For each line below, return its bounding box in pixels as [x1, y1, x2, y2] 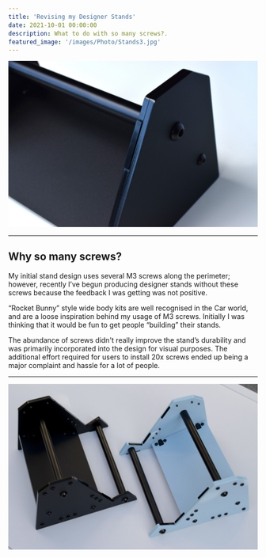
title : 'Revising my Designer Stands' [8, 13, 136, 21]
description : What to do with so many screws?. [8, 29, 169, 37]
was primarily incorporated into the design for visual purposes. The [8, 344, 228, 353]
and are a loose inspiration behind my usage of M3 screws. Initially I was [8, 311, 245, 321]
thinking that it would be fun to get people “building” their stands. [8, 320, 222, 329]
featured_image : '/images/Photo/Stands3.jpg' [8, 38, 161, 46]
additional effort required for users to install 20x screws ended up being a [8, 352, 249, 362]
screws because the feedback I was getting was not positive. [8, 287, 208, 297]
